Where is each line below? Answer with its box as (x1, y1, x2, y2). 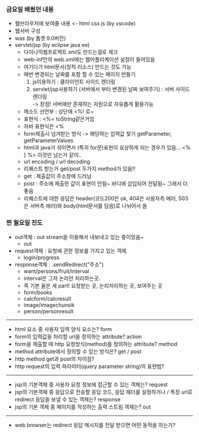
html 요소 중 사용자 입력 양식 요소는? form (14, 325, 113, 332)
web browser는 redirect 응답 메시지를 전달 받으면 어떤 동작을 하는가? (14, 421, 176, 429)
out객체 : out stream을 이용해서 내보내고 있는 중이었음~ (14, 233, 144, 240)
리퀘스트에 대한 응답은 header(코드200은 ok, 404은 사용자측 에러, (23, 195, 178, 202)
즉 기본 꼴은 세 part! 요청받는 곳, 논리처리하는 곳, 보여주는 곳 (23, 282, 163, 289)
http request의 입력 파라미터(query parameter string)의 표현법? (14, 363, 165, 370)
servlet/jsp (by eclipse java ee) (14, 42, 90, 49)
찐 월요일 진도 (6, 219, 43, 227)
